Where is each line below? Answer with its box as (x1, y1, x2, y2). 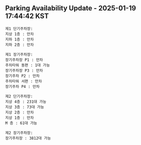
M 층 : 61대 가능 (5, 120, 38, 125)
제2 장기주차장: (5, 130, 33, 135)
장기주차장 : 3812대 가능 (5, 135, 51, 140)
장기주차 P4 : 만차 (5, 84, 40, 89)
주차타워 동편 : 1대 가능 (5, 62, 50, 67)
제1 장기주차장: (5, 52, 33, 57)
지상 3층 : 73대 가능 (5, 104, 44, 110)
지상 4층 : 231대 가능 (5, 99, 47, 104)
